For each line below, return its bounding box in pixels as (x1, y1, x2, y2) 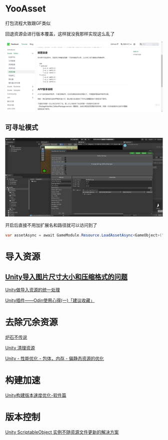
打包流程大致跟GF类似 (5, 20, 51, 26)
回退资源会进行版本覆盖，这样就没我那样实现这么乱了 (5, 30, 115, 36)
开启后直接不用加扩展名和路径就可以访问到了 (5, 222, 97, 228)
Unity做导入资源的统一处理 (5, 287, 60, 293)
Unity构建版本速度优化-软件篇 (5, 393, 66, 399)
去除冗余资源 (5, 317, 58, 328)
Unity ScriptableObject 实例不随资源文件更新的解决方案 (5, 429, 119, 435)
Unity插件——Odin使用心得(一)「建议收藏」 (5, 298, 95, 304)
